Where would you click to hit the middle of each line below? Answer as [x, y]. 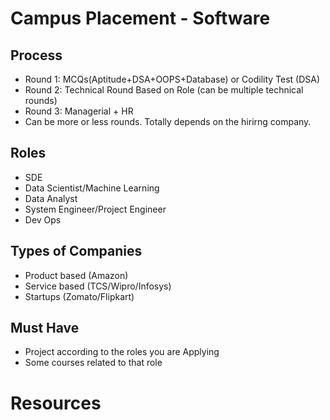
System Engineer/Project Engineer [95, 209]
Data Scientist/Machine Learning [92, 188]
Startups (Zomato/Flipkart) [79, 296]
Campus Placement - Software [140, 18]
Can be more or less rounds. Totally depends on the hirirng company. [168, 121]
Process [36, 55]
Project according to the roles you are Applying [122, 352]
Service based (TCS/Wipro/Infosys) [98, 286]
